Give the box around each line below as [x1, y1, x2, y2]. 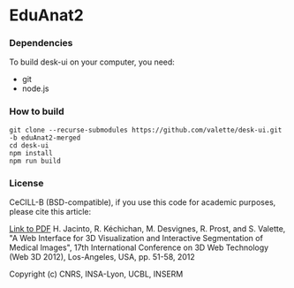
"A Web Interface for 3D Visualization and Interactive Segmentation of [9, 233, 263, 244]
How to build [9, 105, 64, 117]
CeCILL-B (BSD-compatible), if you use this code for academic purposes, [9, 197, 276, 208]
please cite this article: [9, 207, 92, 217]
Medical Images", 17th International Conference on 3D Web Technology [9, 242, 269, 253]
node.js [21, 83, 50, 94]
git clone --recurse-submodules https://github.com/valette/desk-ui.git [9, 125, 283, 134]
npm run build [9, 156, 62, 165]
